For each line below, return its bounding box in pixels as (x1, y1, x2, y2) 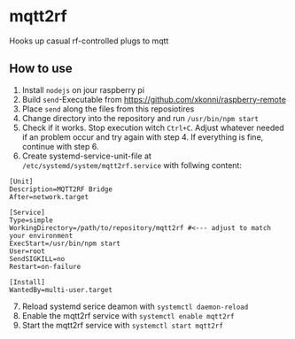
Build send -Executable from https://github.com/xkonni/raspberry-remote (21, 94, 286, 104)
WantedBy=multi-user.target (9, 285, 113, 294)
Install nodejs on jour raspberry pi (21, 84, 144, 95)
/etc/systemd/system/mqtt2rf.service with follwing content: (21, 159, 242, 170)
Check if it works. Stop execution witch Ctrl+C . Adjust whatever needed (21, 122, 285, 133)
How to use (9, 61, 73, 76)
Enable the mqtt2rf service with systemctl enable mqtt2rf (21, 310, 235, 320)
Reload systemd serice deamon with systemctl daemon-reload (21, 301, 249, 312)
